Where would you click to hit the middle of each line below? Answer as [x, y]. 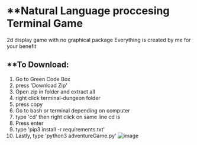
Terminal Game [45, 23]
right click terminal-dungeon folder [58, 98]
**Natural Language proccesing [88, 11]
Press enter [29, 123]
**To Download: [38, 65]
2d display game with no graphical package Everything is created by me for [99, 40]
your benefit [22, 46]
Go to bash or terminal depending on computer [72, 110]
